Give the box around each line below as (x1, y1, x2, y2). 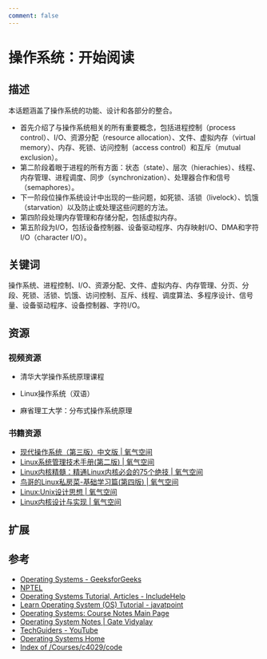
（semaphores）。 (19, 182, 79, 192)
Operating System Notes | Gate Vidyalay (19, 617, 153, 626)
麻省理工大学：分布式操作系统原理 (19, 406, 133, 415)
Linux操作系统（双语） (19, 389, 94, 399)
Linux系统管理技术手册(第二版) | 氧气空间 (19, 457, 155, 467)
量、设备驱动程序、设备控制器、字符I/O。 (8, 300, 145, 310)
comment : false (8, 11, 59, 20)
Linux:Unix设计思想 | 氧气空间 (19, 487, 118, 497)
